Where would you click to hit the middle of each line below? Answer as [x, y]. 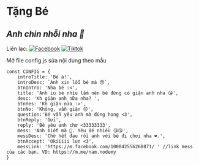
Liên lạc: [17, 48]
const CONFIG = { [28, 72]
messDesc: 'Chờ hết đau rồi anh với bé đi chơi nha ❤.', [92, 136]
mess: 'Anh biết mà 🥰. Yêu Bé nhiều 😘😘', [73, 130]
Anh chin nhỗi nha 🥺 [45, 34]
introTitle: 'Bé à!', [45, 77]
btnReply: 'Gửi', [39, 120]
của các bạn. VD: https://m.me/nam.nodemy [61, 152]
